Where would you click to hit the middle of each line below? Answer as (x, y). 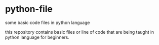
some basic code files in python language (48, 22)
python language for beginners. (37, 37)
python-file (29, 9)
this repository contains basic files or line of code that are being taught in (79, 32)
